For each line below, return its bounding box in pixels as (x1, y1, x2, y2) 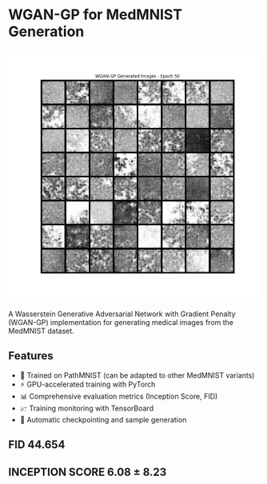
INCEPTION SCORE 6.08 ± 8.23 (8, 465, 167, 478)
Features (8, 349, 54, 363)
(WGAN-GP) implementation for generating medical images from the (8, 317, 234, 327)
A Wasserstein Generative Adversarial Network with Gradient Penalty (8, 309, 236, 319)
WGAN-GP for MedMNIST (8, 6, 182, 24)
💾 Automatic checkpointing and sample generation (19, 415, 187, 424)
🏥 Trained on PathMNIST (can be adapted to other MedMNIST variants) (19, 370, 255, 380)
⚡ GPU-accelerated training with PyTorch (19, 379, 156, 389)
